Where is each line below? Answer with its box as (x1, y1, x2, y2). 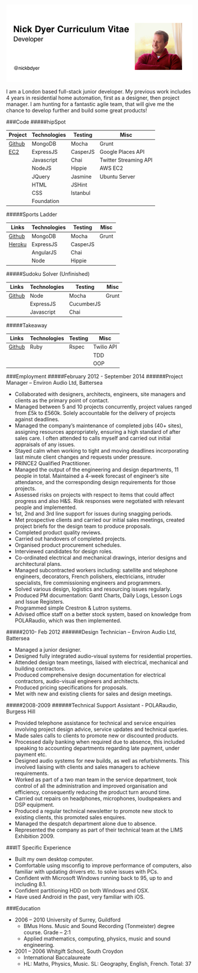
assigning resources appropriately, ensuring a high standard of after (14, 428, 181, 436)
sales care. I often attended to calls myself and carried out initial (14, 434, 171, 442)
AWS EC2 (99, 165, 124, 172)
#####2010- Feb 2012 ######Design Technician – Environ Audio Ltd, (6, 629, 177, 636)
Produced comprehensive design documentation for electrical (14, 671, 166, 679)
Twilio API (93, 343, 117, 350)
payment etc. (14, 751, 47, 758)
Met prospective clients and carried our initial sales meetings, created (14, 517, 185, 524)
